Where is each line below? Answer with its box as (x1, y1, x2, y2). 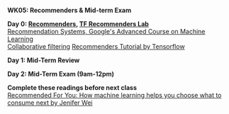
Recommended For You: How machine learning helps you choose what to (7, 91, 222, 99)
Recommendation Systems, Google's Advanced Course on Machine (7, 28, 206, 35)
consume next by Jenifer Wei (7, 98, 93, 107)
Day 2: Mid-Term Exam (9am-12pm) (7, 70, 115, 78)
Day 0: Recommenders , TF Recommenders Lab (7, 20, 149, 28)
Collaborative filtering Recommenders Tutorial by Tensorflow (7, 42, 186, 50)
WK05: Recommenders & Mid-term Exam (7, 6, 132, 14)
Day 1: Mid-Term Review (7, 56, 80, 64)
